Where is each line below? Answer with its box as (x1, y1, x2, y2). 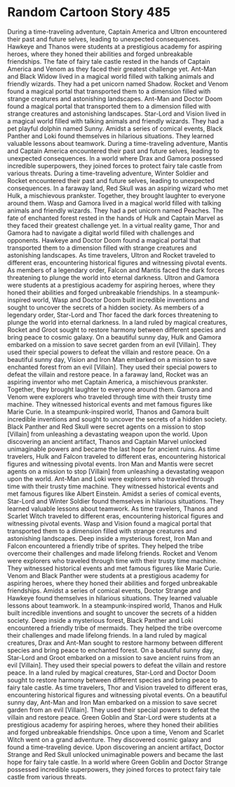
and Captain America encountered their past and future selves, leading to (7, 147, 220, 155)
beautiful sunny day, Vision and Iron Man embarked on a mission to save (7, 355, 217, 363)
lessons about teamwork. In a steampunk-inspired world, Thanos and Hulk (7, 601, 222, 610)
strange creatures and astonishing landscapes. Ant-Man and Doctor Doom (7, 94, 223, 102)
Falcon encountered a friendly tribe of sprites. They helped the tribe (7, 542, 203, 550)
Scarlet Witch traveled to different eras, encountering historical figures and (7, 511, 224, 520)
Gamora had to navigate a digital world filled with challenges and (7, 229, 195, 237)
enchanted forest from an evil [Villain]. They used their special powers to (7, 363, 217, 371)
